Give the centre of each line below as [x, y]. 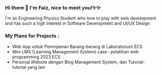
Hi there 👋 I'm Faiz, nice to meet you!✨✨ [53, 8]
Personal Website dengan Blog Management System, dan [70, 62]
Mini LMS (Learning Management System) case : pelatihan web [75, 52]
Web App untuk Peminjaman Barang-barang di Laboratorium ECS [77, 46]
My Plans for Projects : [32, 36]
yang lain [36, 67]
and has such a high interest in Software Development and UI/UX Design [78, 23]
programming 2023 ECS [36, 57]
